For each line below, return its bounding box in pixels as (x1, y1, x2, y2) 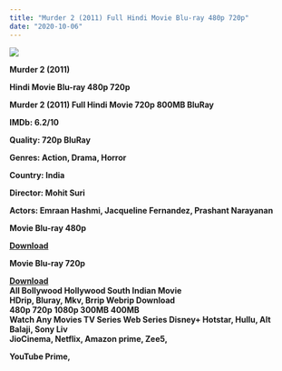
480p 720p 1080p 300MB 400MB (9, 304, 141, 315)
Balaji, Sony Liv (9, 324, 68, 335)
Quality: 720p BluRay (9, 134, 91, 145)
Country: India (9, 169, 65, 180)
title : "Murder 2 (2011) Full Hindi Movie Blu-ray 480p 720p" (9, 13, 249, 23)
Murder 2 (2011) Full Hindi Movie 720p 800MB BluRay (9, 99, 215, 110)
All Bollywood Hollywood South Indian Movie (9, 285, 182, 296)
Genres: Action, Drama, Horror (9, 152, 127, 163)
